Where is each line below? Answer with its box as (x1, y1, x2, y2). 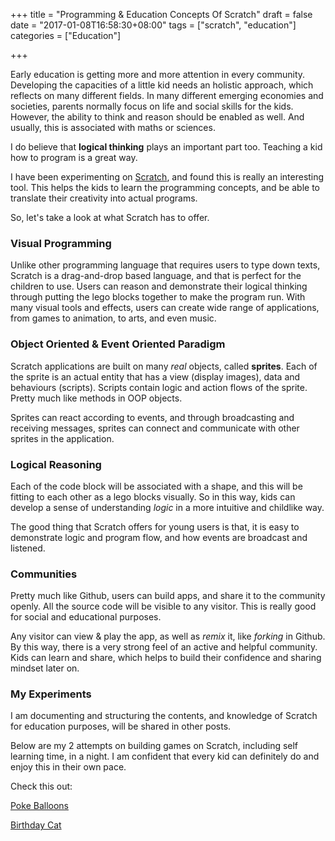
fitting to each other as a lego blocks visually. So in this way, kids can (10, 490, 296, 503)
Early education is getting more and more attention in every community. (10, 69, 306, 80)
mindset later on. (10, 662, 80, 674)
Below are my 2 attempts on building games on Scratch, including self (10, 740, 299, 752)
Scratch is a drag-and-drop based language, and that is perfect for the (10, 270, 302, 282)
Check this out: (10, 780, 73, 793)
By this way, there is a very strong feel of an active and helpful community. (10, 641, 318, 653)
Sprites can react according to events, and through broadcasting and (10, 411, 295, 423)
